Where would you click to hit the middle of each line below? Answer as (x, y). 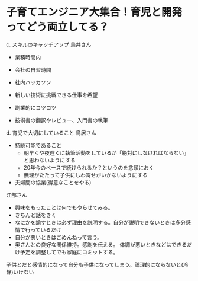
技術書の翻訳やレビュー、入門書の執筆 (61, 120)
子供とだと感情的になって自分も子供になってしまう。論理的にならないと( (95, 264)
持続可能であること (38, 145)
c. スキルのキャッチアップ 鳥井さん (49, 44)
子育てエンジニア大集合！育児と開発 (94, 12)
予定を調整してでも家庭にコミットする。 (69, 252)
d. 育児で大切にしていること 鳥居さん (51, 132)
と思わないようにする (49, 160)
